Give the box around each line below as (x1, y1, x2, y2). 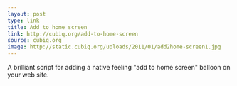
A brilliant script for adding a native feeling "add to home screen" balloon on (7, 63, 231, 71)
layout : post (7, 10, 46, 18)
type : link (7, 17, 40, 24)
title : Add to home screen (7, 23, 88, 31)
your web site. (7, 70, 49, 79)
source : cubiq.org (7, 37, 62, 44)
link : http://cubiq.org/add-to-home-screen (7, 30, 139, 38)
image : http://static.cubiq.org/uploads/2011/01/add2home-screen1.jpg (7, 43, 221, 50)
